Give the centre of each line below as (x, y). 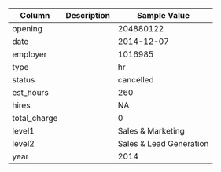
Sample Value (164, 15)
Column (35, 15)
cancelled (136, 80)
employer (29, 54)
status (24, 80)
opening (28, 29)
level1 (24, 131)
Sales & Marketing (151, 131)
